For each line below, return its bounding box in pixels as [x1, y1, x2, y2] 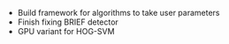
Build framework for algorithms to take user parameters [17, 8, 220, 18]
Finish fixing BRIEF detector [17, 17, 119, 27]
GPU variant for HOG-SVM [17, 26, 115, 36]
